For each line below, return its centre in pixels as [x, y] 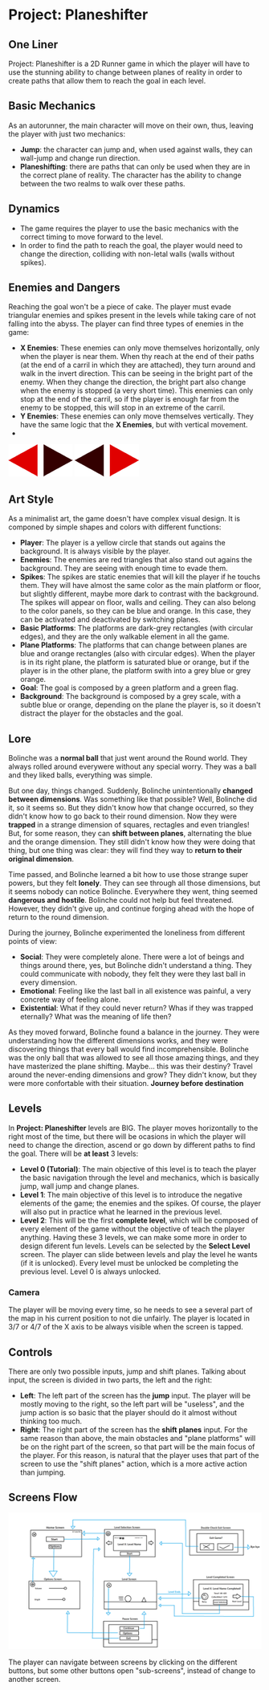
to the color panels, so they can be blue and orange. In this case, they [135, 611]
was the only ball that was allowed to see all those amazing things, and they [134, 1058]
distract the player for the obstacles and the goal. [101, 713]
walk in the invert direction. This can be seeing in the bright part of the [136, 374]
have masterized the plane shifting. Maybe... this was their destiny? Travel [130, 1067]
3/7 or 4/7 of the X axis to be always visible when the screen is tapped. [126, 1327]
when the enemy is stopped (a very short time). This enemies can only [137, 390]
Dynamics [34, 209]
